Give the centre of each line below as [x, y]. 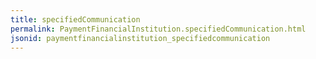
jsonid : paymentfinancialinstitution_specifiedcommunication [140, 38]
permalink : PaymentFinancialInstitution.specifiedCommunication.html [158, 29]
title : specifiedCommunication [75, 19]
